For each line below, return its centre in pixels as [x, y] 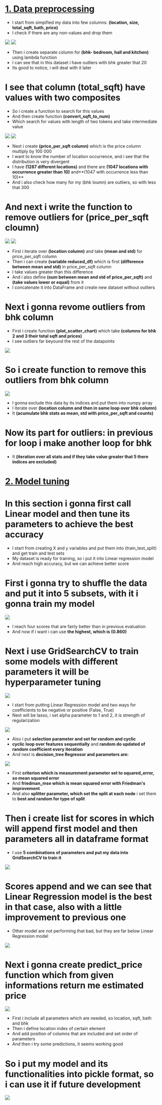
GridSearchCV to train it [37, 858]
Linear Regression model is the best [79, 897]
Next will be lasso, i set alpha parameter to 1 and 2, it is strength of [79, 715]
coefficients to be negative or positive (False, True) [63, 710]
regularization [26, 720]
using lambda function [34, 57]
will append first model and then [72, 829]
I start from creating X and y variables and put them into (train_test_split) [84, 548]
